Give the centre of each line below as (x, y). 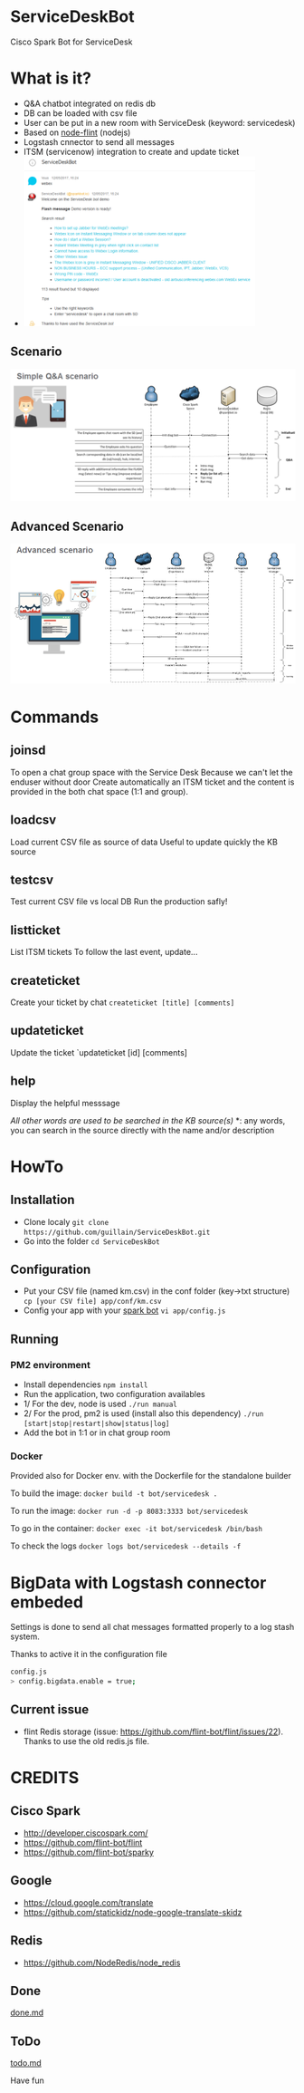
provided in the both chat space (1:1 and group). (100, 791)
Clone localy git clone (66, 1221)
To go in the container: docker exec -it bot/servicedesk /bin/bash (137, 1529)
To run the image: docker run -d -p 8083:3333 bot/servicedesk (129, 1511)
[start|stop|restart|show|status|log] (96, 1424)
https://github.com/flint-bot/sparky (89, 1852)
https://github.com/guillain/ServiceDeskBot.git (117, 1232)
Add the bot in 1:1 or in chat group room (97, 1432)
